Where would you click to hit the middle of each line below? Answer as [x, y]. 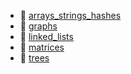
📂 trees [34, 58]
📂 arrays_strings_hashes [70, 15]
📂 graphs [38, 26]
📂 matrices [42, 47]
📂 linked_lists [46, 36]
